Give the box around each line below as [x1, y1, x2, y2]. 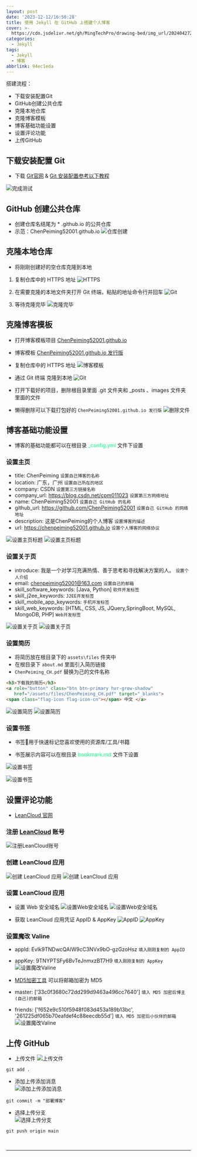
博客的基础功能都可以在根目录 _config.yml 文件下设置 [14, 442, 144, 449]
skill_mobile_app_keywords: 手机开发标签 [14, 598, 110, 606]
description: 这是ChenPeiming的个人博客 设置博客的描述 [14, 517, 145, 524]
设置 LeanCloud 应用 [6, 889, 65, 897]
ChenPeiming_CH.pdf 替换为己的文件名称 [14, 668, 110, 675]
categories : [6, 36, 35, 42]
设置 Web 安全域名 [14, 903, 60, 911]
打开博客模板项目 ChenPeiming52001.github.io [14, 336, 127, 344]
